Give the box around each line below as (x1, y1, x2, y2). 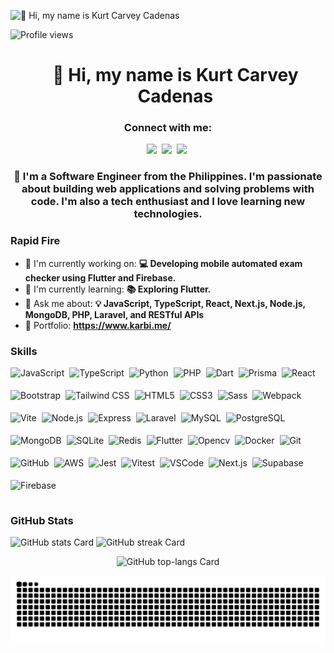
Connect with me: (123, 121, 213, 135)
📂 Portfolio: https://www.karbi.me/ (24, 319, 172, 331)
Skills (10, 344, 38, 358)
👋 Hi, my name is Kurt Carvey (52, 64, 299, 87)
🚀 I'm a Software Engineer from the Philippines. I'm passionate (13, 170, 323, 184)
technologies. (133, 207, 203, 221)
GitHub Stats (10, 513, 74, 527)
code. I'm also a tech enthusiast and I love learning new (30, 195, 306, 209)
